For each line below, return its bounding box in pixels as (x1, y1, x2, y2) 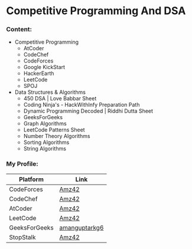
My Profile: (6, 160, 38, 168)
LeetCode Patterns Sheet (23, 126, 85, 133)
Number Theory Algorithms (23, 133, 90, 140)
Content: (6, 25, 32, 34)
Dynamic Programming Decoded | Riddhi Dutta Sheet (23, 107, 154, 114)
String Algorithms (23, 145, 67, 152)
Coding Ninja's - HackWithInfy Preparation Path (23, 101, 140, 109)
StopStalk (9, 233, 36, 241)
